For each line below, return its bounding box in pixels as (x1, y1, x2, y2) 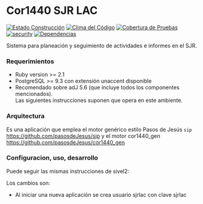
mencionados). (15, 90, 53, 98)
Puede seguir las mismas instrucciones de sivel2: (6, 168, 130, 175)
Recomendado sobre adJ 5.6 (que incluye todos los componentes (15, 84, 180, 91)
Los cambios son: (6, 179, 50, 186)
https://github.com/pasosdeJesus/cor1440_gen (6, 138, 125, 146)
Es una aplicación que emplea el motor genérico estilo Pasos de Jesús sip (6, 126, 192, 133)
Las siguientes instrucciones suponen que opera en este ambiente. (15, 97, 183, 104)
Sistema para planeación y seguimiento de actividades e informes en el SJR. (6, 42, 198, 49)
